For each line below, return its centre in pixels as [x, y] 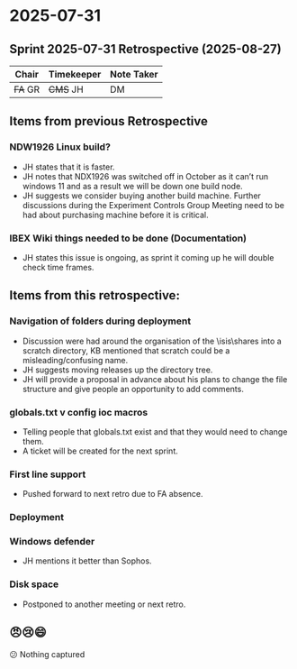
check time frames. [58, 267]
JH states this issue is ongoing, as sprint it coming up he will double [148, 257]
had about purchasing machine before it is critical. [115, 215]
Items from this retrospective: [94, 295]
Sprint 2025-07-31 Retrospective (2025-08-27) [145, 49]
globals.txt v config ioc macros [79, 412]
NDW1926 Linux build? [60, 147]
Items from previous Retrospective [109, 121]
